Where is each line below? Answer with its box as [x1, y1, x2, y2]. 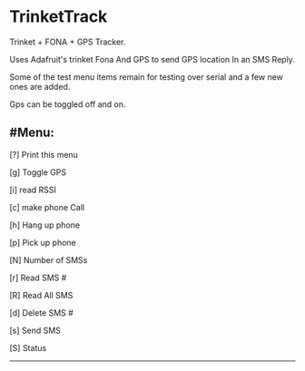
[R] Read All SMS [9, 289, 74, 300]
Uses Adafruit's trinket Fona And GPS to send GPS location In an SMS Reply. [9, 54, 295, 64]
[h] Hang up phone [9, 220, 80, 230]
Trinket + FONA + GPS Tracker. [9, 36, 126, 47]
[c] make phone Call [9, 201, 84, 212]
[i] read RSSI [9, 184, 56, 195]
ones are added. [9, 81, 71, 92]
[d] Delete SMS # [9, 307, 74, 318]
